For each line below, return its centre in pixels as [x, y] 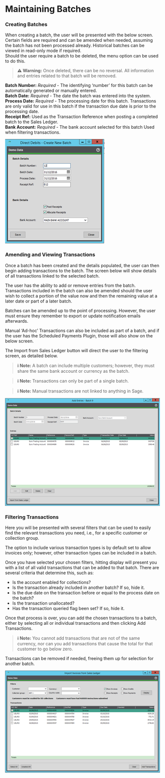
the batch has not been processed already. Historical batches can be [75, 46]
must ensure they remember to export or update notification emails [73, 316]
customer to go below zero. [45, 649]
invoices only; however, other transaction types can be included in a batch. [81, 553]
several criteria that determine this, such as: [50, 573]
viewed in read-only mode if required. [43, 51]
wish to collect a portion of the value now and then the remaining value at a [81, 296]
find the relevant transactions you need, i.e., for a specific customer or [76, 533]
